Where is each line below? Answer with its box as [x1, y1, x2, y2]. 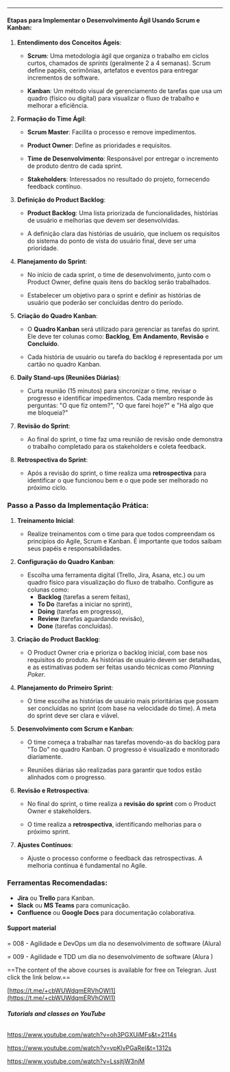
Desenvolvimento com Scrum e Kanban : [16, 724, 134, 733]
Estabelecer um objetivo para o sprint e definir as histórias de [27, 291, 201, 300]
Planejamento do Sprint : [16, 258, 88, 266]
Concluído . [27, 340, 60, 348]
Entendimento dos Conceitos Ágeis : [16, 38, 122, 47]
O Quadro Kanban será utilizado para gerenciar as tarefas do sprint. [27, 325, 220, 333]
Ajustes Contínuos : [16, 840, 73, 849]
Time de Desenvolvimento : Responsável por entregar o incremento [27, 155, 219, 163]
